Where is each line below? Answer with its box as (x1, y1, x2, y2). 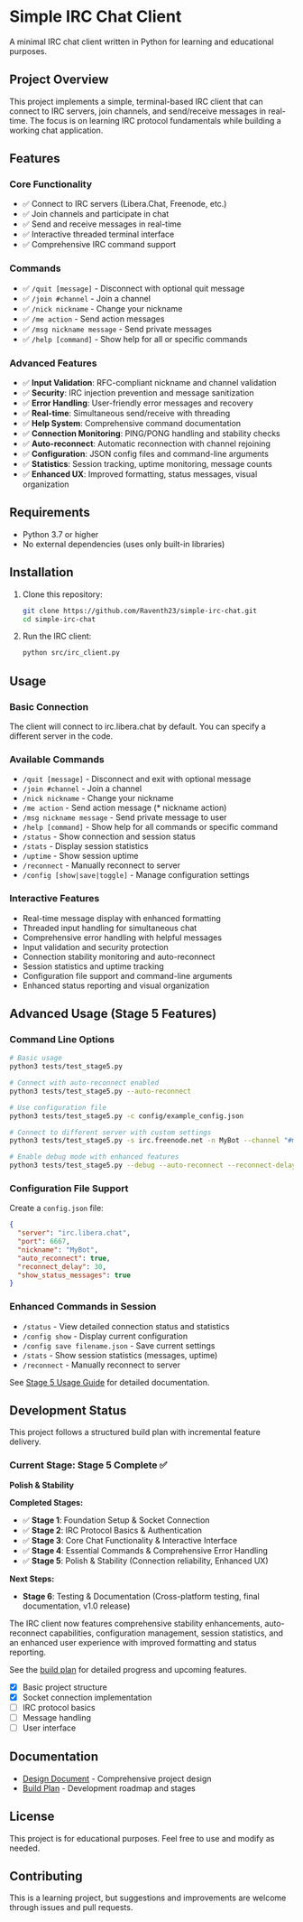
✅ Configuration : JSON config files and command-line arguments (22, 449, 269, 460)
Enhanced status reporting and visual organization (22, 980, 210, 991)
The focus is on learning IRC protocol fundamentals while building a (30, 115, 281, 126)
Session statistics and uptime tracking (22, 960, 164, 972)
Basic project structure (22, 1682, 108, 1693)
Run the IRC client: (22, 630, 92, 642)
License (9, 1809, 55, 1824)
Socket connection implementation (22, 1692, 152, 1703)
